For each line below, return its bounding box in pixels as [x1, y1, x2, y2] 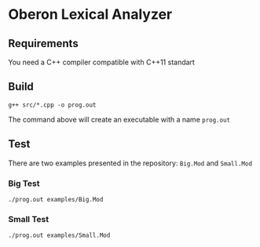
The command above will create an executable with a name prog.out [8, 114, 231, 124]
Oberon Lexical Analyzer [8, 5, 173, 24]
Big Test [8, 178, 41, 189]
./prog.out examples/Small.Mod [8, 231, 111, 240]
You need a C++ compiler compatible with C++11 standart [8, 57, 195, 67]
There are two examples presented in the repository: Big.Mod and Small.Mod [8, 158, 253, 168]
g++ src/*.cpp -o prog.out [8, 100, 97, 109]
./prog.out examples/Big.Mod [8, 195, 104, 203]
